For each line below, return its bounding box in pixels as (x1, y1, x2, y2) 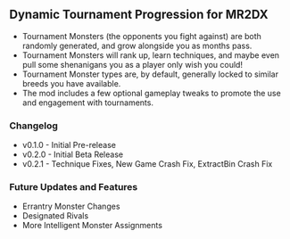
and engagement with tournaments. (21, 97, 154, 108)
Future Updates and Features (9, 181, 138, 194)
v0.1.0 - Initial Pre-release (21, 140, 116, 151)
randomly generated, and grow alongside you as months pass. (21, 40, 253, 51)
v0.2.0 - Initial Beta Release (21, 149, 123, 160)
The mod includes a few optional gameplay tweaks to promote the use (21, 87, 281, 98)
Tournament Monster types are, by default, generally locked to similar (21, 69, 279, 79)
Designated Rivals (21, 210, 89, 221)
